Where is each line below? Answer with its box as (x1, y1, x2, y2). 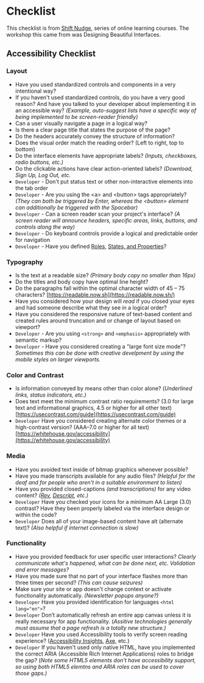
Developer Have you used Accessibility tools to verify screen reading (15, 631, 188, 638)
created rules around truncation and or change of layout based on (15, 317, 181, 324)
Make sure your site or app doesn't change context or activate (15, 585, 172, 592)
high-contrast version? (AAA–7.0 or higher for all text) (15, 423, 150, 431)
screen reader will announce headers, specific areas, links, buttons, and (15, 216, 198, 224)
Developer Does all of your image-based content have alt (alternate (15, 517, 184, 525)
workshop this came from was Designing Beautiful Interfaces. (6, 30, 161, 38)
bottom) (15, 145, 35, 153)
